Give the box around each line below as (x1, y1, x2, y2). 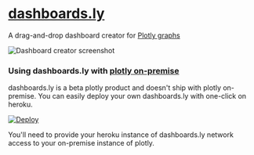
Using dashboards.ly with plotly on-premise (8, 65, 180, 76)
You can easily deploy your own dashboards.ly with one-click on (38, 92, 247, 101)
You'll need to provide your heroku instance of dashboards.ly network (8, 130, 234, 139)
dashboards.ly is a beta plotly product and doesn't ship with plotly (8, 83, 222, 92)
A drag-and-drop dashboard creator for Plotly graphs (8, 31, 180, 40)
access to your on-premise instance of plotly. (8, 139, 155, 148)
